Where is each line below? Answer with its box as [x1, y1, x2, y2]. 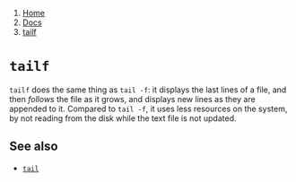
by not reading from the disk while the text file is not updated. [9, 112, 237, 124]
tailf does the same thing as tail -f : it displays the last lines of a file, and [9, 84, 287, 95]
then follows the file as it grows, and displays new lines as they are [9, 93, 256, 104]
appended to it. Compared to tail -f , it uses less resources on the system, [9, 103, 288, 114]
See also [9, 139, 58, 154]
